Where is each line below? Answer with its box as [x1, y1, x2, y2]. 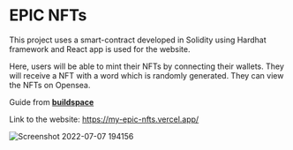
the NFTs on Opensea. [9, 79, 91, 90]
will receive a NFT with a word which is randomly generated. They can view [9, 70, 284, 80]
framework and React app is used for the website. [9, 43, 192, 54]
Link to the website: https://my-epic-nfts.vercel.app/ [9, 114, 199, 124]
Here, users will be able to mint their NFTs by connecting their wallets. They [9, 61, 285, 71]
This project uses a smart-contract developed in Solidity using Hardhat [9, 34, 267, 45]
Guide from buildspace [9, 96, 94, 107]
